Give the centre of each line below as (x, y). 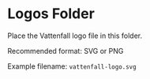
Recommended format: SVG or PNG (66, 51)
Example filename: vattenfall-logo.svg (72, 66)
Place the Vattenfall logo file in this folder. (75, 36)
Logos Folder (51, 14)
